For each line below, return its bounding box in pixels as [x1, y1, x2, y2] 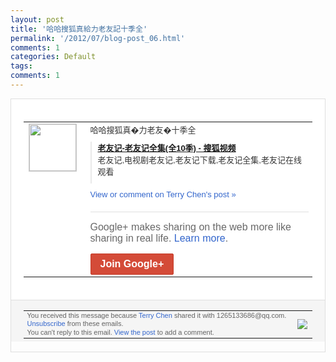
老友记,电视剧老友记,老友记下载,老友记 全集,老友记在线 [97, 154, 302, 165]
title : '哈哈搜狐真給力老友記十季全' [10, 24, 148, 34]
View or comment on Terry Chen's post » [89, 189, 237, 200]
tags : [10, 61, 33, 71]
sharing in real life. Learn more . [89, 232, 229, 244]
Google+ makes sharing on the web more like [89, 221, 292, 233]
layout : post [10, 14, 65, 25]
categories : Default [10, 52, 97, 62]
